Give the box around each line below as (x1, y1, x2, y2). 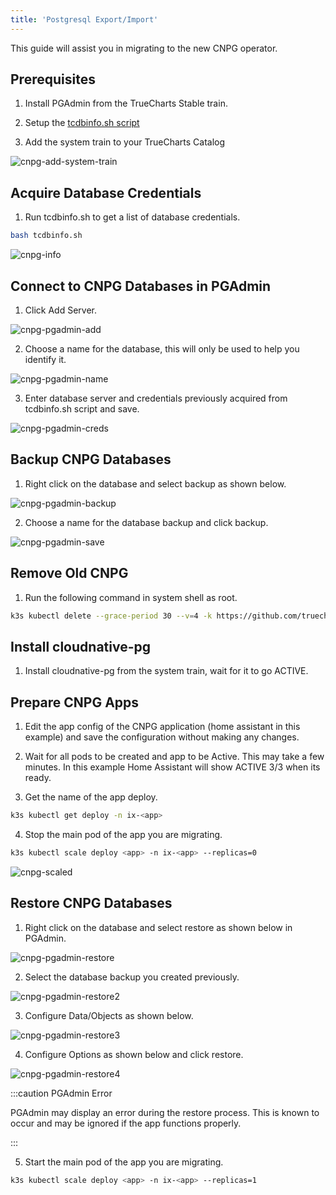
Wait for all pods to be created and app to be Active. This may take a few (24, 751, 325, 763)
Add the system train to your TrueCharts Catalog (24, 136, 226, 148)
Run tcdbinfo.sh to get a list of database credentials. (24, 211, 241, 223)
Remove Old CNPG (10, 565, 129, 582)
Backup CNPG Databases (10, 451, 172, 468)
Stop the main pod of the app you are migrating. (24, 828, 223, 840)
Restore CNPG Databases (10, 895, 173, 912)
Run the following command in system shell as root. (24, 591, 238, 603)
